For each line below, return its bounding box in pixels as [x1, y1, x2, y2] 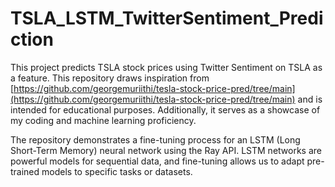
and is [297, 93, 323, 105]
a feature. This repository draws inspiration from [10, 72, 210, 84]
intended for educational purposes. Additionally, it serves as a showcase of [10, 103, 321, 116]
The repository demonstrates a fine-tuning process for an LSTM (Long [10, 133, 301, 146]
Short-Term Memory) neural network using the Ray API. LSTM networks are [10, 144, 322, 156]
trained [10, 165, 40, 177]
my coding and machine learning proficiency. [10, 114, 197, 126]
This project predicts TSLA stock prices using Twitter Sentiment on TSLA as [10, 61, 323, 73]
